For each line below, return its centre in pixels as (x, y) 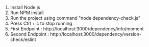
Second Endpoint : (30, 34)
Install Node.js (25, 7)
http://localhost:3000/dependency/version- (96, 34)
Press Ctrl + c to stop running (41, 23)
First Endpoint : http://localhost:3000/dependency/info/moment (77, 29)
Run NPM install (27, 13)
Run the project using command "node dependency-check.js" (75, 18)
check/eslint (23, 39)
